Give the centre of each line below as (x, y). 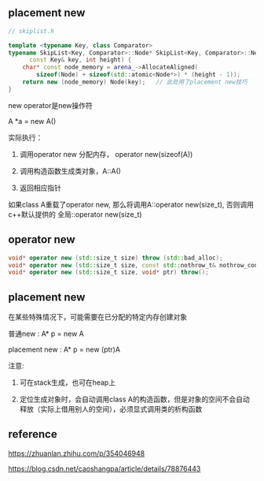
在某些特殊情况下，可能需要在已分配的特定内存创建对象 (97, 317)
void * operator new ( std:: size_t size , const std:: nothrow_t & (112, 265)
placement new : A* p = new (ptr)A (64, 349)
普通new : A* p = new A (46, 334)
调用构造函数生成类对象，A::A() (70, 171)
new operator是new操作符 (50, 105)
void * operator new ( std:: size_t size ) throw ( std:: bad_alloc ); (115, 258)
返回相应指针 (40, 188)
